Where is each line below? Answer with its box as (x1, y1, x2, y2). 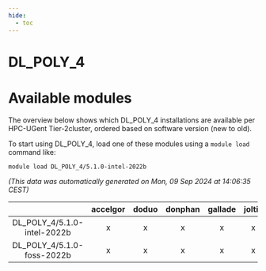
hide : (8, 11, 26, 20)
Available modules (8, 88, 132, 107)
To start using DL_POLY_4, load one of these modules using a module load (8, 139, 250, 149)
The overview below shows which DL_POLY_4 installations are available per (8, 115, 256, 125)
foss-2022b (25, 250, 71, 261)
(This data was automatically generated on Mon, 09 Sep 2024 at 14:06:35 (8, 176, 251, 186)
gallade (207, 203, 237, 214)
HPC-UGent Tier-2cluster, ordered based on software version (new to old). (8, 123, 252, 133)
